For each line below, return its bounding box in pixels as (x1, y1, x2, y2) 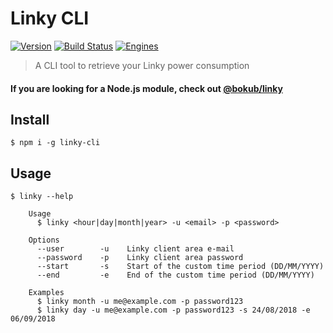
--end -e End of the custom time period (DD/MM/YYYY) (36, 270, 315, 281)
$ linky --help (10, 192, 74, 202)
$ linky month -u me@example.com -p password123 (36, 297, 244, 307)
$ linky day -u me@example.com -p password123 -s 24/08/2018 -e (36, 305, 311, 316)
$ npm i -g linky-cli (10, 138, 101, 148)
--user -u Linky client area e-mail (36, 244, 235, 254)
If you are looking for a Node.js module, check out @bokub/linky (10, 82, 283, 94)
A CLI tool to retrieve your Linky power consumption (34, 59, 250, 71)
